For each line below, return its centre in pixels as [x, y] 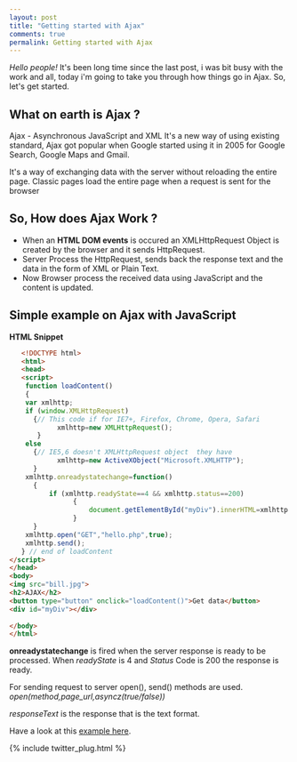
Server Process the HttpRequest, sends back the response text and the [153, 259]
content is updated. [58, 287]
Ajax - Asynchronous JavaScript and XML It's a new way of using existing [144, 136]
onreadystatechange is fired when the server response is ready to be [138, 651]
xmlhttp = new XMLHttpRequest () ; [115, 428]
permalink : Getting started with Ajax [81, 42]
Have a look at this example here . [70, 731]
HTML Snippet [36, 337]
